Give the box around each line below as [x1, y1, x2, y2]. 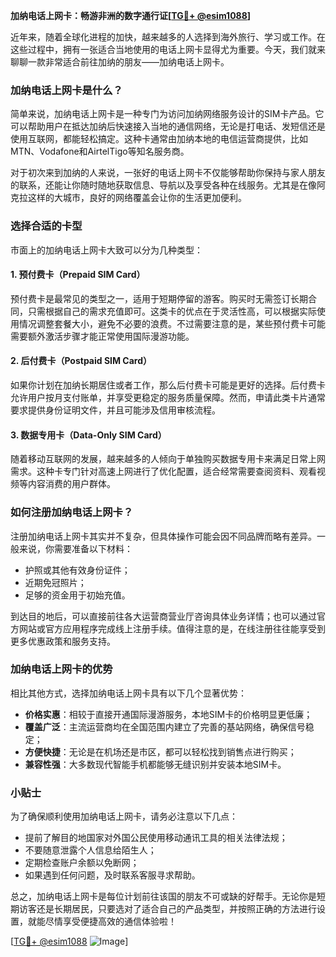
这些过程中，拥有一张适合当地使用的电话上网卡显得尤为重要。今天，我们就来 [10, 44, 326, 55]
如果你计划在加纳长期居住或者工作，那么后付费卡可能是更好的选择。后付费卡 [10, 379, 326, 391]
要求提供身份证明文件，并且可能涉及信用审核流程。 [10, 404, 221, 416]
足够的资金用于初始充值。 [24, 589, 131, 601]
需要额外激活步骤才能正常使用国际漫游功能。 [10, 330, 195, 342]
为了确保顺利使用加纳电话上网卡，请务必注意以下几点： [10, 810, 238, 823]
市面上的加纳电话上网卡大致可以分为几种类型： [10, 244, 203, 256]
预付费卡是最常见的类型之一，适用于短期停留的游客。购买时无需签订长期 [10, 292, 308, 304]
